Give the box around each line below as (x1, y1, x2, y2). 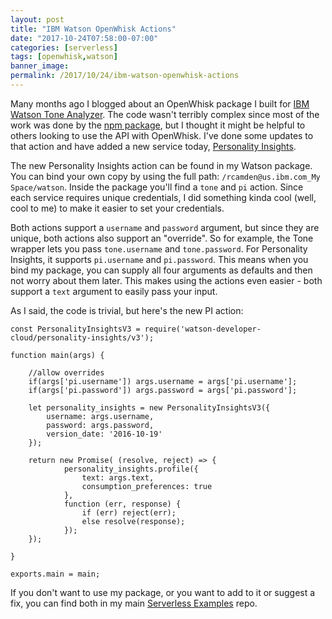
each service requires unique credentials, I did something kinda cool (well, (10, 191, 317, 203)
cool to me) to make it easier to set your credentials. (10, 202, 225, 214)
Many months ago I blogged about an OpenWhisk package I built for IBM (10, 97, 310, 110)
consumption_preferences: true (81, 481, 213, 491)
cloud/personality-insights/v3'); (10, 332, 155, 343)
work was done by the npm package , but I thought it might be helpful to (10, 119, 306, 131)
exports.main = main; (10, 569, 101, 579)
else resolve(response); (81, 516, 186, 526)
